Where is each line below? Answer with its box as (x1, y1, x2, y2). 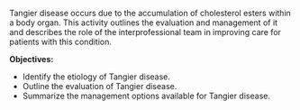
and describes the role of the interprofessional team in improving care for (9, 27, 282, 37)
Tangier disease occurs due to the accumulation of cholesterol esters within (9, 8, 291, 18)
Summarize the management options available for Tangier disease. (22, 90, 270, 101)
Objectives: (9, 54, 54, 64)
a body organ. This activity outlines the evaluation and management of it (9, 17, 277, 28)
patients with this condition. (9, 36, 113, 47)
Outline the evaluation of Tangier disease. (22, 81, 177, 91)
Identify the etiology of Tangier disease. (22, 71, 171, 82)
